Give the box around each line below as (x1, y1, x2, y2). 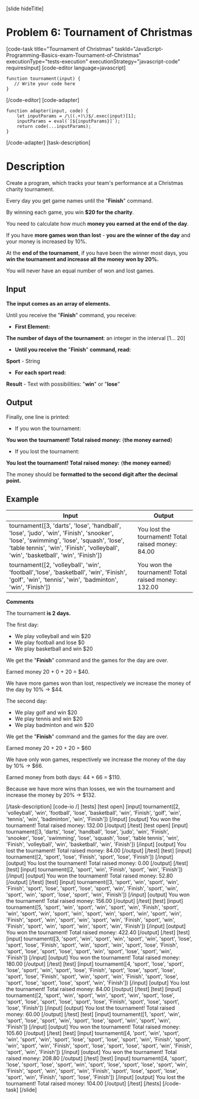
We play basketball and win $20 (14, 645, 93, 652)
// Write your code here (14, 81, 76, 86)
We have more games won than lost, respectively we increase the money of (6, 680, 191, 687)
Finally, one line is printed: (6, 413, 70, 420)
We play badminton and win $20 (14, 722, 94, 729)
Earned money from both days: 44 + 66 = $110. (6, 774, 121, 781)
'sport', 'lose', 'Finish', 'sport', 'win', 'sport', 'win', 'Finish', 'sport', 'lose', (6, 973, 179, 980)
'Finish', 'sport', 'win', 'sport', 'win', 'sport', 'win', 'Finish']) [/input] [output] (6, 922, 186, 930)
